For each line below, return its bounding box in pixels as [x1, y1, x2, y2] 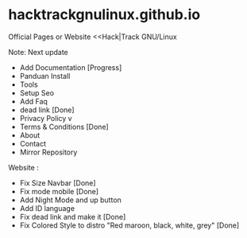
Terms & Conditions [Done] [19, 122, 109, 131]
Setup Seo [19, 88, 54, 97]
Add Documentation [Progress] [19, 62, 122, 72]
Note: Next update [8, 47, 69, 57]
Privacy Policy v [19, 113, 73, 123]
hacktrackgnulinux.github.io [8, 6, 201, 24]
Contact [19, 139, 46, 148]
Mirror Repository [19, 147, 78, 157]
